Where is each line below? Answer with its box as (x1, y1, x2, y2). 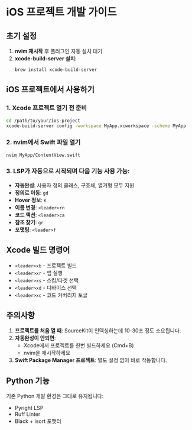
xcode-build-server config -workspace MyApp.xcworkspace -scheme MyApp (6, 123, 186, 129)
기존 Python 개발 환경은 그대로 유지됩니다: (6, 393, 104, 400)
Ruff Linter (14, 410, 41, 418)
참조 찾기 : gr (14, 218, 44, 225)
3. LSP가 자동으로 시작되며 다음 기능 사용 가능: (6, 167, 130, 175)
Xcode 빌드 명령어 (6, 245, 70, 255)
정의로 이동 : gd (14, 189, 48, 196)
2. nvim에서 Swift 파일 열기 (6, 138, 81, 147)
